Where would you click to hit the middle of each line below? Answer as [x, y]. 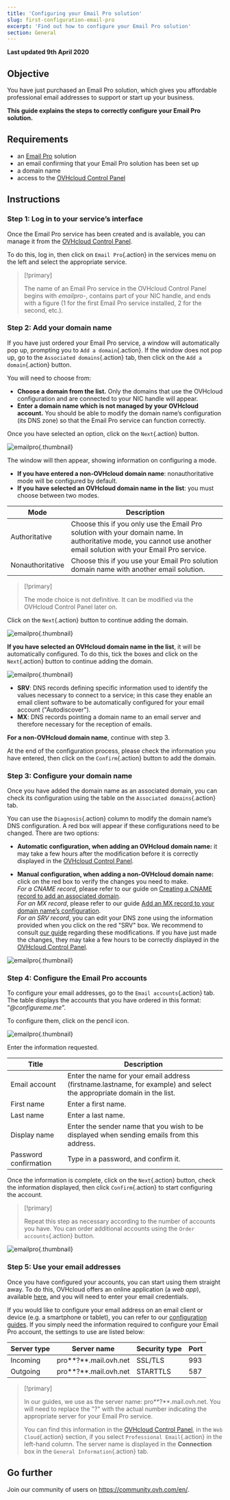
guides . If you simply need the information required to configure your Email [113, 1324]
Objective [28, 74]
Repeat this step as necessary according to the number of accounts [119, 1222]
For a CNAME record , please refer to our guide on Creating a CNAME [114, 889]
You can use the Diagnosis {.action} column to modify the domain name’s [110, 819]
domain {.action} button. [39, 365]
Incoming [26, 1360]
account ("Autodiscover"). [54, 710]
